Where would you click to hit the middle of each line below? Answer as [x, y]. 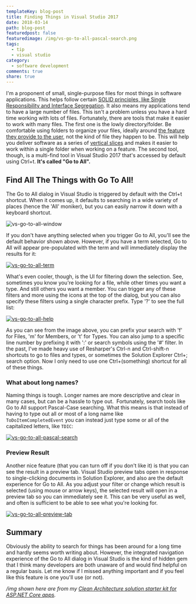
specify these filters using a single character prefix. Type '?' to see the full [95, 301]
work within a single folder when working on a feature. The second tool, [92, 149]
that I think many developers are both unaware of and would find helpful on [97, 565]
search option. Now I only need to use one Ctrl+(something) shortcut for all [96, 361]
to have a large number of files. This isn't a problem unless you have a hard [97, 112]
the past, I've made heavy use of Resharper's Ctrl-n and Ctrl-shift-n [87, 349]
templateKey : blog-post [35, 11]
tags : [13, 44]
